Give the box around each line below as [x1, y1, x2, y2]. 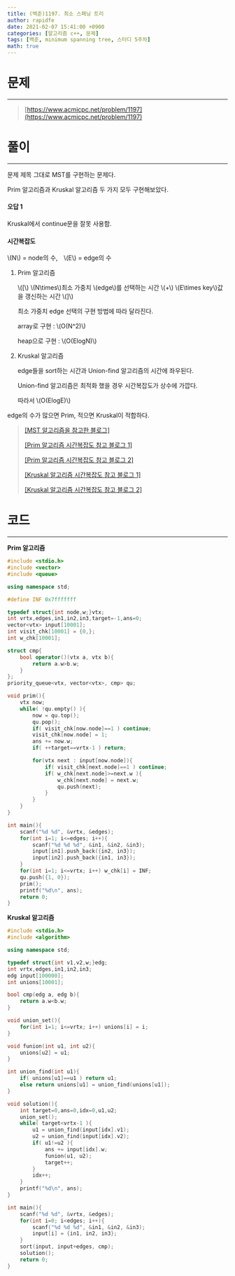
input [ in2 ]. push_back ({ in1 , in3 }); [32, 855, 136, 862]
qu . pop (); [32, 718, 61, 725]
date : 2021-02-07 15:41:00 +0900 [7, 23, 105, 30]
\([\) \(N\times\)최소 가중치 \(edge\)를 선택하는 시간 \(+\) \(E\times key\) [17, 283, 218, 292]
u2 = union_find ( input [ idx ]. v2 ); [32, 1133, 130, 1140]
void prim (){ [7, 692, 45, 700]
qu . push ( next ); [57, 783, 101, 790]
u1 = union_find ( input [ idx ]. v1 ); [32, 1126, 130, 1134]
